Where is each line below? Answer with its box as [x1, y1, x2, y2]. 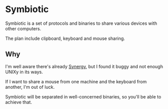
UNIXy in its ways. [5, 69, 43, 75]
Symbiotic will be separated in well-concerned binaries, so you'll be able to [5, 93, 161, 99]
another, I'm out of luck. [5, 84, 55, 90]
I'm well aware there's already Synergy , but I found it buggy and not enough [5, 63, 163, 69]
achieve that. [5, 99, 32, 105]
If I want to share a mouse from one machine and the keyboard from [5, 78, 147, 84]
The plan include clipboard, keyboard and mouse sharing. [5, 35, 125, 41]
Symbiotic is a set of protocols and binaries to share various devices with [5, 20, 157, 26]
